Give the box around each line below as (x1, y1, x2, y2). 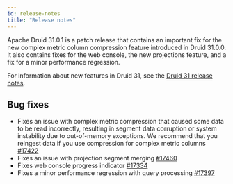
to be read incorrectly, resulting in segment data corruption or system (17, 124, 217, 133)
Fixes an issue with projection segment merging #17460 (17, 154, 177, 162)
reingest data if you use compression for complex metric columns (17, 140, 207, 148)
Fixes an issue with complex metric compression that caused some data (17, 117, 225, 126)
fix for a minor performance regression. (7, 58, 120, 66)
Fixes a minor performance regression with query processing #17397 (17, 169, 216, 177)
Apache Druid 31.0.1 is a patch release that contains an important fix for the (7, 35, 223, 44)
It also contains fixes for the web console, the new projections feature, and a (7, 50, 227, 59)
